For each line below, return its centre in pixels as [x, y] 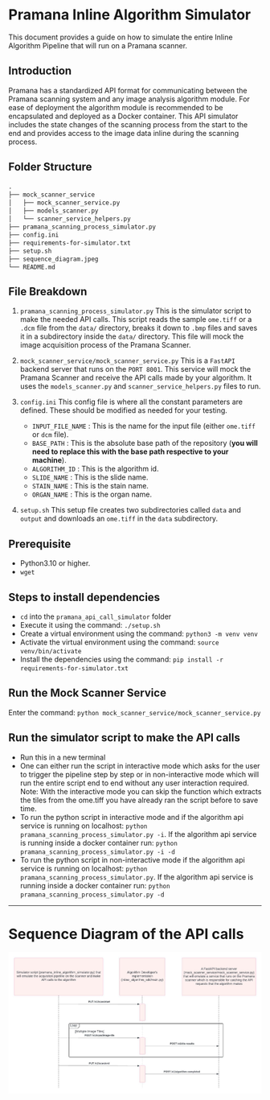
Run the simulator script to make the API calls [125, 738]
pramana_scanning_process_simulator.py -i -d [97, 852]
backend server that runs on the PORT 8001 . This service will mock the [135, 369]
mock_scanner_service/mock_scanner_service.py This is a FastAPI [127, 360]
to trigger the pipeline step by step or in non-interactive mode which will [139, 774]
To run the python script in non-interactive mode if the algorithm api [132, 859]
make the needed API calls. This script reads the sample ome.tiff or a [136, 319]
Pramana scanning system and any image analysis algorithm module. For [129, 99]
